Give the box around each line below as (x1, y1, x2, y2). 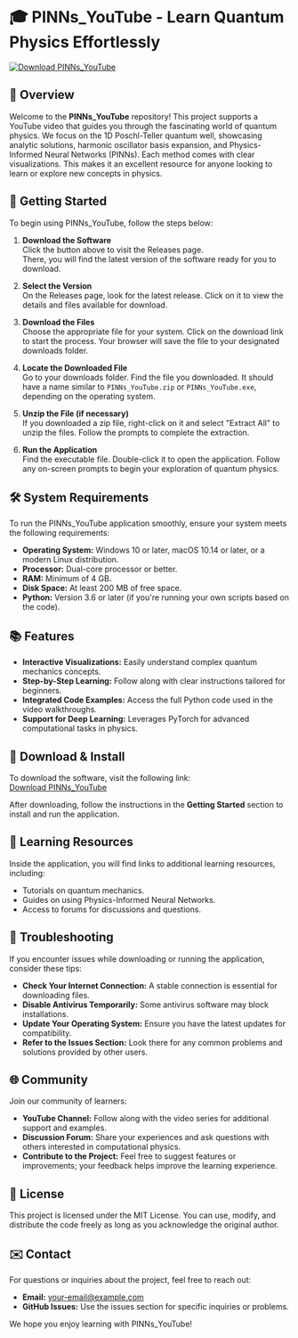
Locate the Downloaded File (21, 362, 128, 373)
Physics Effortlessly (9, 32, 161, 53)
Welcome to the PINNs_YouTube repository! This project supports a (9, 111, 258, 121)
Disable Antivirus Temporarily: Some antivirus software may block (21, 999, 270, 1010)
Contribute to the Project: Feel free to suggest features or (21, 1151, 237, 1162)
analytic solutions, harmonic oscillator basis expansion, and (9, 139, 228, 150)
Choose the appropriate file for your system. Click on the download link (21, 326, 284, 337)
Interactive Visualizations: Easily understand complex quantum (21, 657, 258, 668)
